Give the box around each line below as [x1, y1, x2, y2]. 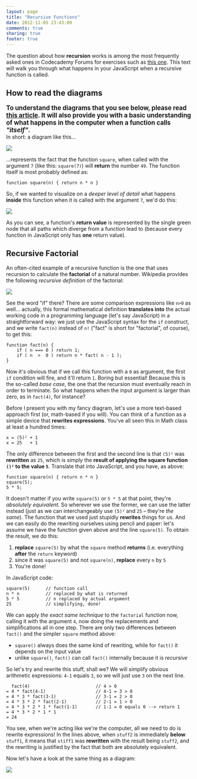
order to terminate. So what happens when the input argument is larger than [6, 387, 191, 394]
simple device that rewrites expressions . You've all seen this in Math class [6, 417, 188, 424]
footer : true [6, 36, 38, 42]
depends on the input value [14, 647, 81, 655]
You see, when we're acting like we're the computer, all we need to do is [6, 724, 181, 732]
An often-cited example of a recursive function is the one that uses [6, 264, 169, 271]
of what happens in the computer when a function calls [6, 119, 171, 127]
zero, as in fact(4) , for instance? [6, 393, 86, 400]
